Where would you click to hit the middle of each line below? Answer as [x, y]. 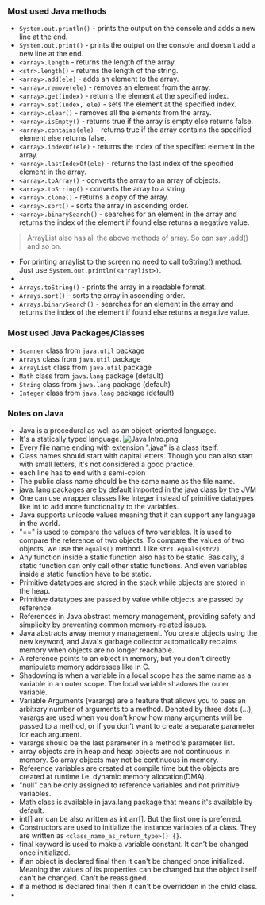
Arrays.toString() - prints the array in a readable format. [113, 287]
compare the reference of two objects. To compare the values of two [132, 540]
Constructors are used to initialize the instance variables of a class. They [138, 827]
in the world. [39, 523]
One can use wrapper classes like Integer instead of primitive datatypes [136, 497]
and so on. [44, 246]
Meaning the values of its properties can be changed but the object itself [138, 869]
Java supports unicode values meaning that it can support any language [137, 515]
